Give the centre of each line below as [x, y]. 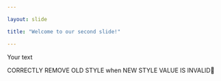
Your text [20, 57]
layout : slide [27, 19]
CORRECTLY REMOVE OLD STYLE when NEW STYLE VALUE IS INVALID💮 [111, 70]
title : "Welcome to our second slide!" [64, 31]
